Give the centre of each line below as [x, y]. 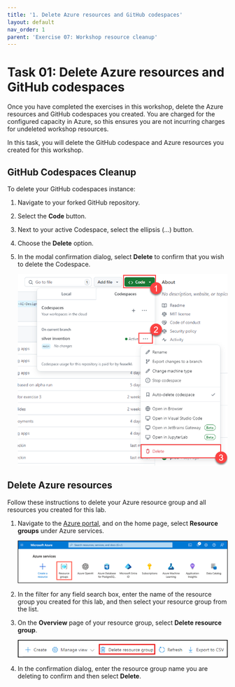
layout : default [31, 22]
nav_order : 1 [26, 29]
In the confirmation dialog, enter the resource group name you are [113, 668]
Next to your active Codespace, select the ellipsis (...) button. [106, 230]
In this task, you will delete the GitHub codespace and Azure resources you [115, 143]
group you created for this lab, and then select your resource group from [122, 602]
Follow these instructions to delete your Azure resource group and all [107, 502]
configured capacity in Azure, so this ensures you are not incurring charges [116, 122]
